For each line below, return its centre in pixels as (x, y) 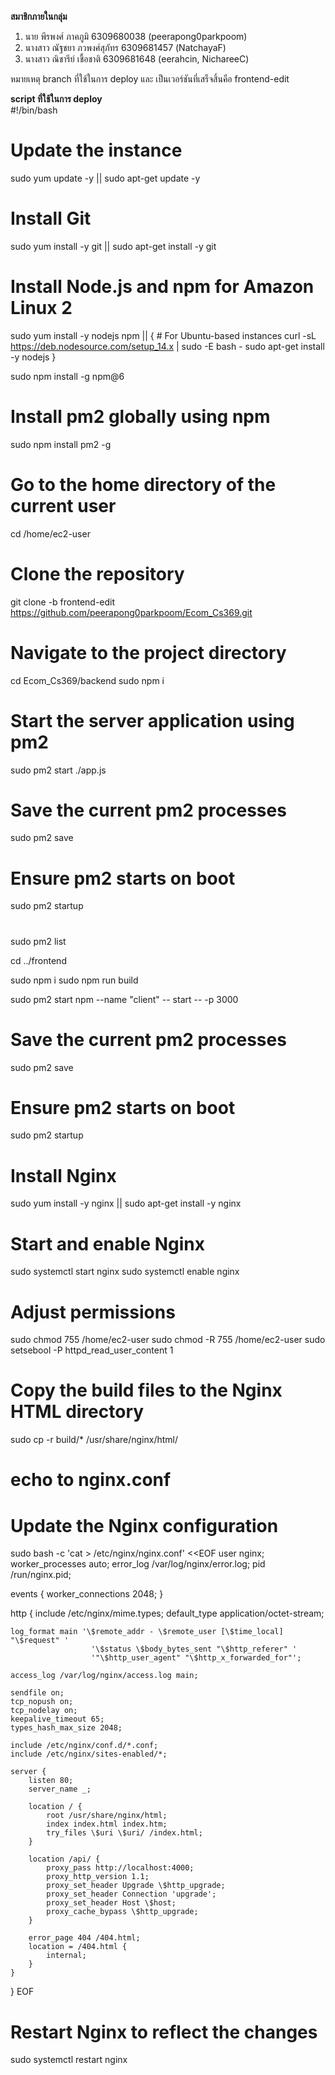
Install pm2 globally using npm (140, 417)
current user (63, 505)
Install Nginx (63, 1175)
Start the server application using (152, 720)
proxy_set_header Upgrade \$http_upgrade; (136, 1886)
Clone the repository (97, 573)
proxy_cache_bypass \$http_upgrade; (122, 1912)
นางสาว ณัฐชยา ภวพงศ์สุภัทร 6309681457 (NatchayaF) (125, 47)
